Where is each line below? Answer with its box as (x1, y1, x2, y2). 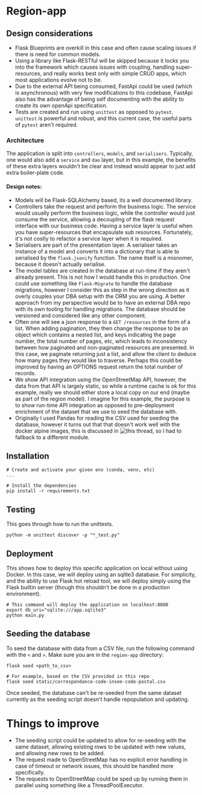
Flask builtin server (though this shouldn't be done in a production (6, 583, 170, 591)
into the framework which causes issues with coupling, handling (14, 63, 175, 71)
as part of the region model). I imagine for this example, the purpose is (14, 395, 191, 402)
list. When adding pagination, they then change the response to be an (14, 325, 189, 332)
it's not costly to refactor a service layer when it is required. (14, 235, 163, 242)
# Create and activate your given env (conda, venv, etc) (6, 467, 155, 473)
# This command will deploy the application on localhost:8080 (6, 601, 169, 607)
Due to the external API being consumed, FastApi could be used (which (14, 83, 193, 90)
